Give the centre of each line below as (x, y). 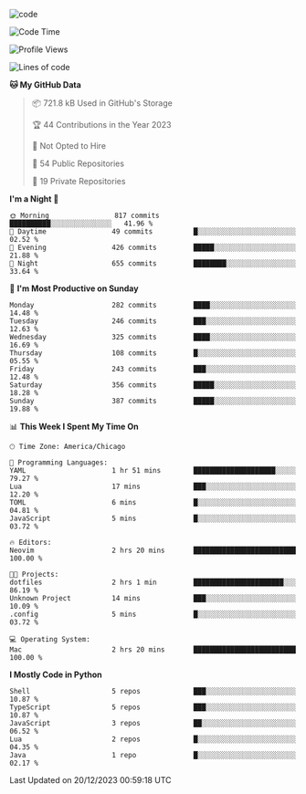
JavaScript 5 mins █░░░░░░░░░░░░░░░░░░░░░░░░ (153, 518)
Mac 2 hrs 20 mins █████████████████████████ (153, 650)
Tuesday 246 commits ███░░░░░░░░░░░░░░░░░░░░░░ (153, 321)
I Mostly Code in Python (56, 674)
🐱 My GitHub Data (46, 85)
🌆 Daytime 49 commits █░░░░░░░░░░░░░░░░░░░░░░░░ (153, 232)
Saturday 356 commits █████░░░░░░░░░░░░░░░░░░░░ (153, 385)
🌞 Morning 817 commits (84, 215)
